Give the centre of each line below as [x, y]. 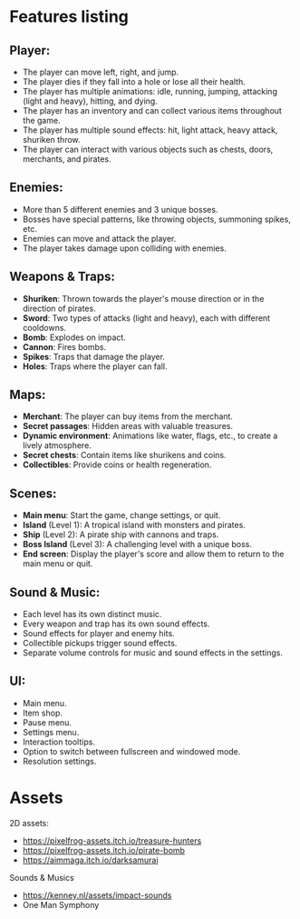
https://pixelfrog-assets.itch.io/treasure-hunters [112, 840]
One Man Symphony [61, 904]
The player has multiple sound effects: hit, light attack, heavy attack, [150, 130]
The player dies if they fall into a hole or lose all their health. [134, 82]
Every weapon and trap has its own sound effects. [116, 624]
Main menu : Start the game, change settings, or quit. [121, 515]
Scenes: [33, 493]
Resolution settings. [59, 761]
